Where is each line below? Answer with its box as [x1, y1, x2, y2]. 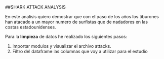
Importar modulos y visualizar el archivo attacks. [12, 43, 111, 49]
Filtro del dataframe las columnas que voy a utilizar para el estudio [12, 49, 148, 54]
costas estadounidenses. [5, 24, 56, 30]
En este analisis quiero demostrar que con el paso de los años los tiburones [5, 14, 159, 19]
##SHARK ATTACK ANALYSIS [5, 4, 66, 10]
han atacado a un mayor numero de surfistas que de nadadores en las [5, 19, 148, 25]
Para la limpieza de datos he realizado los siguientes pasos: [5, 34, 127, 39]
